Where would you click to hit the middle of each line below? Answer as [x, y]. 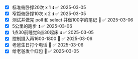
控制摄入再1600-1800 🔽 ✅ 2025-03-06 [52, 38]
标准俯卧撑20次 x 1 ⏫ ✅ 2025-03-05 [49, 7]
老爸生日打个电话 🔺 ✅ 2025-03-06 [48, 45]
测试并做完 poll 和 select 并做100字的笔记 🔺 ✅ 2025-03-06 [73, 20]
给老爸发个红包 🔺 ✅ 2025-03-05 [45, 51]
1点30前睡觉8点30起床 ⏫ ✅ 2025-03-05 [53, 32]
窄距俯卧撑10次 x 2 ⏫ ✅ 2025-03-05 [49, 13]
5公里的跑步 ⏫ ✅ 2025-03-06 [42, 26]
